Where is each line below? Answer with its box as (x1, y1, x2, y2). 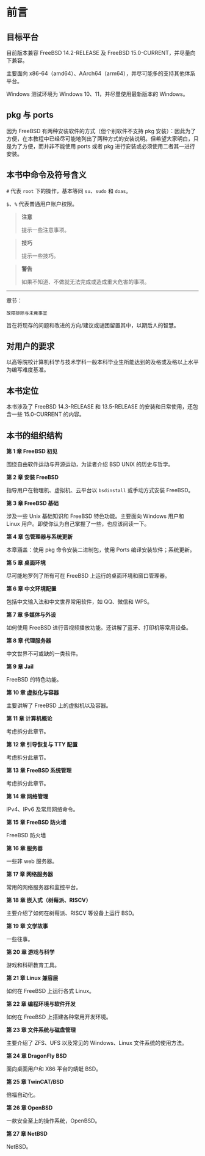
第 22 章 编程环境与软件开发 (6, 1000, 76, 1008)
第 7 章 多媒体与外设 (6, 611, 57, 619)
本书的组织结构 (6, 430, 63, 440)
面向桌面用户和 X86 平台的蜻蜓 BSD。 (6, 1065, 102, 1072)
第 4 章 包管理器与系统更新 (6, 533, 73, 540)
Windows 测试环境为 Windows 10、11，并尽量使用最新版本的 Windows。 (6, 90, 189, 98)
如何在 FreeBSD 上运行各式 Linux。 (6, 987, 95, 995)
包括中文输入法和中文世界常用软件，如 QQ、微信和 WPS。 (6, 598, 153, 605)
